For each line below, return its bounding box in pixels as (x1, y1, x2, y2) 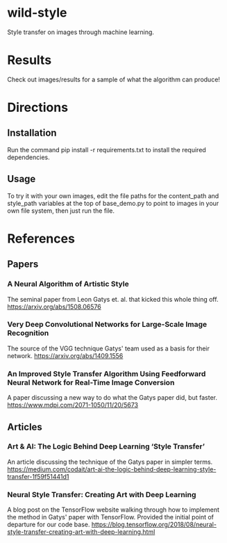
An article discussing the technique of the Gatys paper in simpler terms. (7, 457, 213, 466)
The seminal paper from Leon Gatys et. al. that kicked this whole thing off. (7, 295, 219, 303)
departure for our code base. (7, 520, 90, 529)
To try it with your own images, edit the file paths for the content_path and (7, 191, 219, 200)
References (7, 231, 75, 246)
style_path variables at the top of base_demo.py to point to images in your (7, 199, 219, 207)
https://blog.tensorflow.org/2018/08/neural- (91, 520, 217, 529)
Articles (7, 421, 43, 432)
